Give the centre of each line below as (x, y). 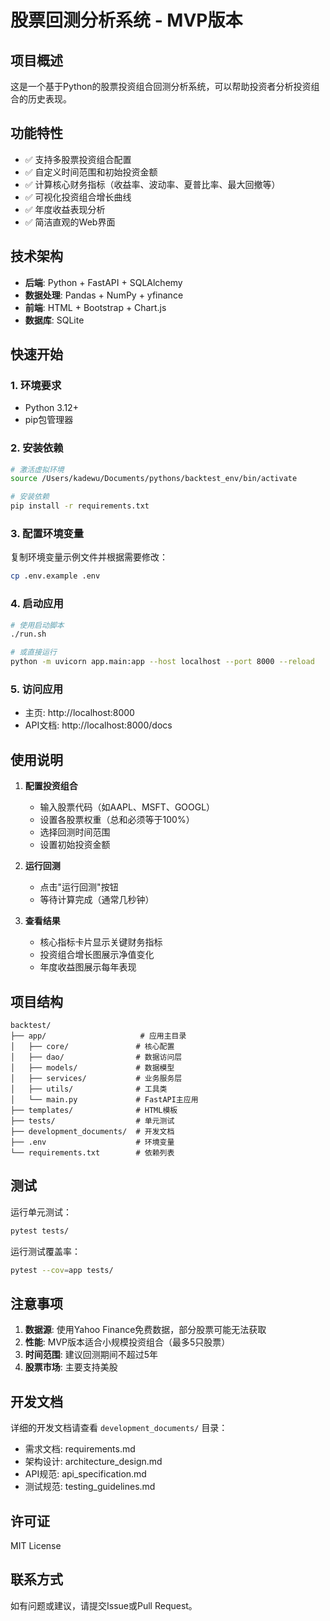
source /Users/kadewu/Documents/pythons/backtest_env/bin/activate (154, 479)
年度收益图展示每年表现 (88, 967)
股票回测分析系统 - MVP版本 (126, 20)
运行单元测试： (41, 1212)
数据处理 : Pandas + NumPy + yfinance (104, 295)
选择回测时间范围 (75, 832)
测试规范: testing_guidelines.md (90, 1487)
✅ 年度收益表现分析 (65, 209)
